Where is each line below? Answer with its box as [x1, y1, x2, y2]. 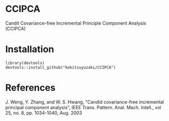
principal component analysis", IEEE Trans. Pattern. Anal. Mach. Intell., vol [5, 104, 161, 110]
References [5, 82, 55, 94]
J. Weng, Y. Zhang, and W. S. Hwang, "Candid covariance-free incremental [5, 98, 164, 105]
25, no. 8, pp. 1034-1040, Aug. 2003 [5, 110, 82, 116]
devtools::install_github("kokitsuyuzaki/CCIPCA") [5, 65, 116, 70]
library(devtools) [5, 60, 45, 66]
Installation [5, 44, 54, 55]
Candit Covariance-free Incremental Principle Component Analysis [5, 20, 146, 26]
